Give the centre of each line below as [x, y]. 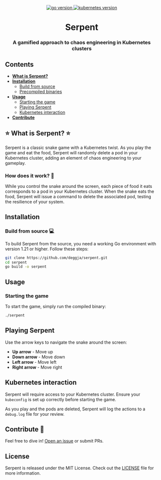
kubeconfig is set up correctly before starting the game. [61, 399]
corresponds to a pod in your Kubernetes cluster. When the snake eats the [80, 191]
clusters [82, 49]
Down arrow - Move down [39, 357]
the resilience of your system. [35, 202]
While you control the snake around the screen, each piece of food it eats [79, 186]
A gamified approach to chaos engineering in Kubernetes [82, 42]
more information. [23, 473]
